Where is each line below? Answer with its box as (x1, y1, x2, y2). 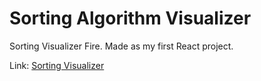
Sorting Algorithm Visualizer (9, 7, 252, 30)
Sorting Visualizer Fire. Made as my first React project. (9, 40, 234, 52)
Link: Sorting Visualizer (9, 59, 105, 71)
